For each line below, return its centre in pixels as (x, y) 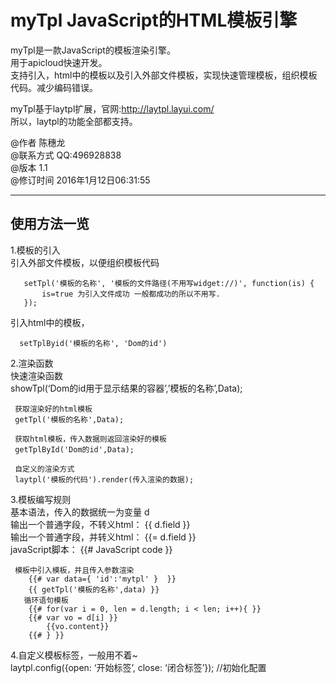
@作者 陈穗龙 (38, 142)
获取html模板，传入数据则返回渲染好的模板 (90, 439)
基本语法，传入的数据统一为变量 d (80, 512)
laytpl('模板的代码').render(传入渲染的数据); (104, 479)
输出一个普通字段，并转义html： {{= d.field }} (103, 537)
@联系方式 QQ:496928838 (66, 155)
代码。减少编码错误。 (54, 87)
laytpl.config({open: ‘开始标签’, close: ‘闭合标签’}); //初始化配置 (138, 667)
